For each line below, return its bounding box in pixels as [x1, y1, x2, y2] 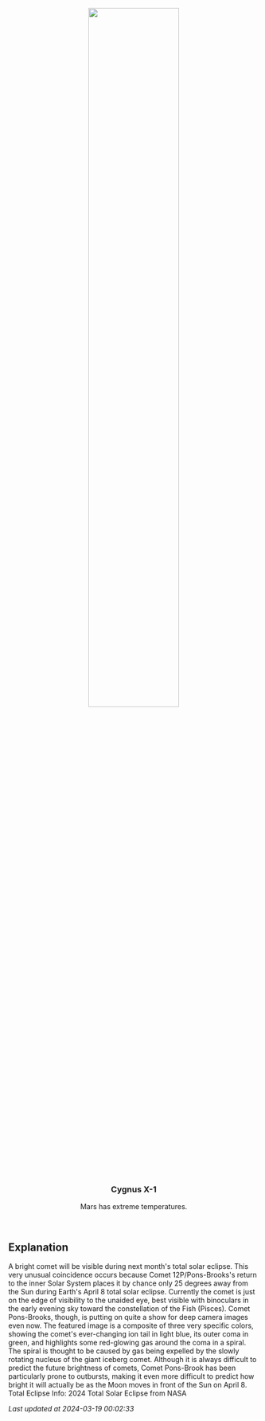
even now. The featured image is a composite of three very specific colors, [8, 1321, 254, 1330]
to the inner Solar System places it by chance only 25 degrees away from [8, 1278, 249, 1288]
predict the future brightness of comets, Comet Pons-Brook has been [8, 1363, 236, 1373]
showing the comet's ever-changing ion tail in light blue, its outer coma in [8, 1329, 249, 1339]
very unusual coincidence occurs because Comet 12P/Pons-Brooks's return [8, 1270, 257, 1280]
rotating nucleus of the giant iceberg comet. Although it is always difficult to [8, 1355, 257, 1364]
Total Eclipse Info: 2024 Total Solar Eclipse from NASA [8, 1388, 187, 1398]
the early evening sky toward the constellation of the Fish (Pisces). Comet [8, 1304, 251, 1313]
